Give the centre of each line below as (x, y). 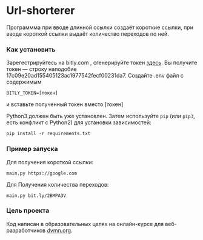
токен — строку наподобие (42, 69)
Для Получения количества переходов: (58, 184)
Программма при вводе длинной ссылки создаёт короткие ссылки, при (100, 27)
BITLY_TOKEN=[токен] (32, 93)
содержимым (24, 82)
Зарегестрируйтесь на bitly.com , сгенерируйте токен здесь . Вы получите (102, 63)
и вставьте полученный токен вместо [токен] (65, 104)
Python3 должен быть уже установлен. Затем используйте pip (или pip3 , (101, 116)
